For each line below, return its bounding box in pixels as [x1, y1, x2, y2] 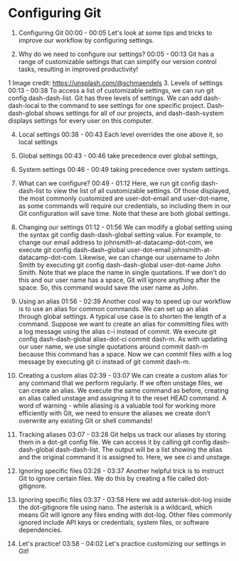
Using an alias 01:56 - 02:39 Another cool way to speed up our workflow [18, 297, 231, 305]
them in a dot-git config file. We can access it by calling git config [18, 437, 211, 446]
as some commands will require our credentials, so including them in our [18, 201, 232, 210]
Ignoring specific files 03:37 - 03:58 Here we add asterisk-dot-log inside [18, 495, 232, 503]
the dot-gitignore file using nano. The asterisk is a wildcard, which [18, 503, 213, 511]
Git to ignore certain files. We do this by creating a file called [18, 474, 196, 482]
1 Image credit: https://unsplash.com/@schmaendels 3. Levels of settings [8, 78, 223, 87]
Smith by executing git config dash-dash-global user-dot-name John [18, 261, 221, 269]
